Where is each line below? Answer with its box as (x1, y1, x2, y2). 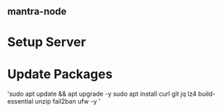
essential (7, 97, 34, 105)
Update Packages (7, 66, 113, 82)
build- (198, 89, 216, 98)
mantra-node (7, 6, 67, 18)
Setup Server (7, 34, 87, 50)
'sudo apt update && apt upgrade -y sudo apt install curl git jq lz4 (7, 89, 197, 98)
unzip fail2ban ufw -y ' (35, 97, 101, 105)
